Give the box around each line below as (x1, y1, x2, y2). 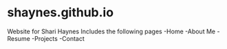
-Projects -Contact (31, 34, 85, 42)
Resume (7, 34, 31, 42)
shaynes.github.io (7, 5, 114, 20)
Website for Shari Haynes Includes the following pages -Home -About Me (7, 27, 215, 35)
